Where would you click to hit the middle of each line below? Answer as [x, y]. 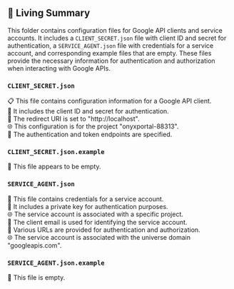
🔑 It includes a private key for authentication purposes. [88, 206]
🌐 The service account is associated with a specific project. [96, 214]
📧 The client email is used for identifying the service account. [97, 222]
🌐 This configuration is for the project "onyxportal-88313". [93, 126]
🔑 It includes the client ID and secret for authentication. [88, 111]
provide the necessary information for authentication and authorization [111, 61]
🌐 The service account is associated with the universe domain [99, 237]
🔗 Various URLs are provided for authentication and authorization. [104, 230]
